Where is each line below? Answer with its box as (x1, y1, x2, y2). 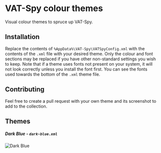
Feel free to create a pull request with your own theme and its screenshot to (5, 98, 157, 104)
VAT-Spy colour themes (5, 3, 103, 14)
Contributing (5, 85, 45, 94)
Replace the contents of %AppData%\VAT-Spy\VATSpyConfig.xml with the (5, 45, 145, 51)
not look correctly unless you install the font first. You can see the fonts (5, 66, 148, 72)
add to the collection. (5, 103, 48, 109)
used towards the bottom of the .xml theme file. (5, 71, 100, 77)
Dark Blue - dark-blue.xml (5, 131, 58, 137)
